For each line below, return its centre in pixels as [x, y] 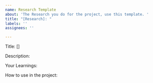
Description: [18, 56]
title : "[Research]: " [28, 19]
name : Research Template [31, 10]
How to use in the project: [31, 75]
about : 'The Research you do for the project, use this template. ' [77, 14]
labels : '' [16, 23]
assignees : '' [20, 28]
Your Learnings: [21, 66]
